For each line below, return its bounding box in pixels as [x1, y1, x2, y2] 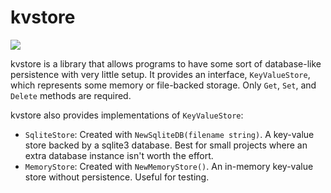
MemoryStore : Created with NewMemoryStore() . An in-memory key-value [24, 160, 314, 172]
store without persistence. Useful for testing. [24, 171, 210, 183]
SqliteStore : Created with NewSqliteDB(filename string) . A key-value [24, 128, 315, 140]
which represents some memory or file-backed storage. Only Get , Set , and [10, 79, 317, 91]
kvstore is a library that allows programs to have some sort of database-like [10, 57, 322, 70]
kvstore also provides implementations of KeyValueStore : [10, 109, 244, 121]
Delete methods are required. [10, 89, 132, 101]
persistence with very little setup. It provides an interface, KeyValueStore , [10, 68, 311, 80]
